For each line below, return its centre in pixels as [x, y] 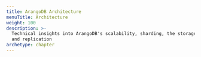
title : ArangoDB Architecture [44, 12]
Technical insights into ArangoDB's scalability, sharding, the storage [104, 34]
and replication [32, 39]
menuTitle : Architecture [37, 17]
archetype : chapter [31, 45]
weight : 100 [21, 23]
